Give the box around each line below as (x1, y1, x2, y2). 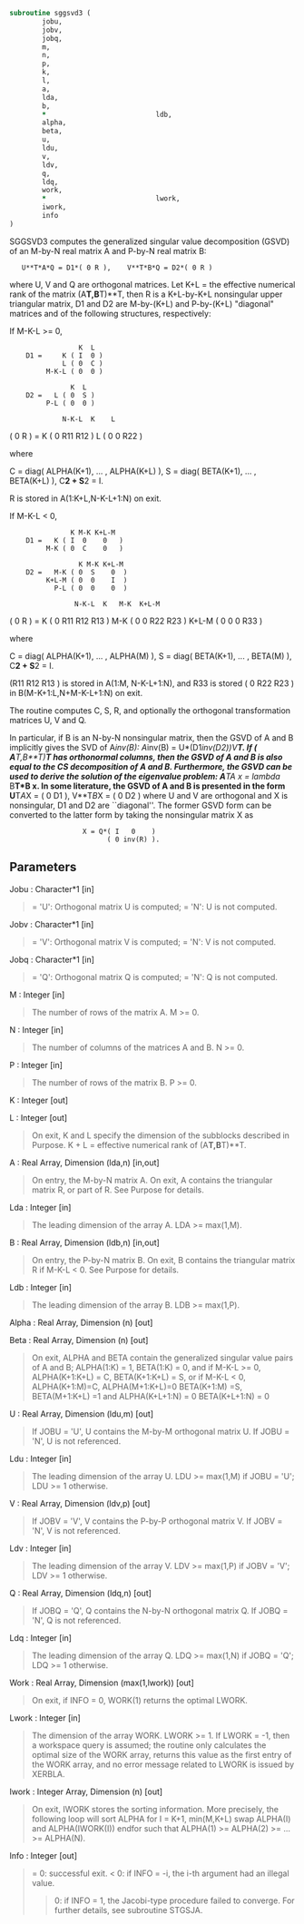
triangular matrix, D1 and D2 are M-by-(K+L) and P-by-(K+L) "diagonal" (9, 298, 275, 309)
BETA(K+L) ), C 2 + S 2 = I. (9, 475, 104, 486)
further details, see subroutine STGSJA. (54, 1904, 203, 1915)
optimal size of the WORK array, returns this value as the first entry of (31, 1749, 292, 1760)
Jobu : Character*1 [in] (9, 883, 95, 894)
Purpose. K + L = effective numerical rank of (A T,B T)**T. (31, 1139, 247, 1150)
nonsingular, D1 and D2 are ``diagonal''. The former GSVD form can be (9, 800, 272, 810)
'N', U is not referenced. (31, 1435, 122, 1447)
